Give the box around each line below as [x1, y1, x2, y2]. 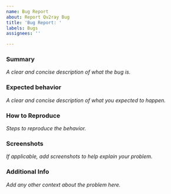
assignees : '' [6, 31, 41, 37]
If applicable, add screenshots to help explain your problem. [6, 153, 153, 160]
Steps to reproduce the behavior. [6, 125, 87, 132]
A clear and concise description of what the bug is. [6, 68, 131, 75]
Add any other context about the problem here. [6, 181, 121, 188]
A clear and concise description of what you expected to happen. [6, 97, 166, 104]
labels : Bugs [6, 25, 38, 31]
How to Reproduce [6, 111, 61, 120]
